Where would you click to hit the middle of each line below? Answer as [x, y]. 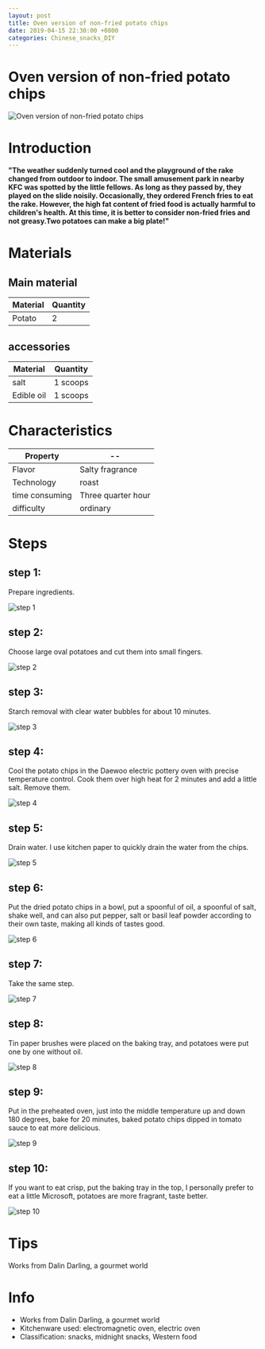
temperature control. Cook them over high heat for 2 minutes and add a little [133, 779]
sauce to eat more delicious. [54, 1128]
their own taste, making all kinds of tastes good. [86, 923]
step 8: [26, 1024]
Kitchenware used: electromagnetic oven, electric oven [110, 1328]
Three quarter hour [115, 495]
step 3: [26, 692]
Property [42, 456]
